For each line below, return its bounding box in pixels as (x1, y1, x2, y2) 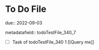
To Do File (5, 3, 47, 15)
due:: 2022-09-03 (5, 20, 43, 26)
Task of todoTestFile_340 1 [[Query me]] (12, 39, 95, 45)
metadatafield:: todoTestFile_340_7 (5, 29, 76, 35)
